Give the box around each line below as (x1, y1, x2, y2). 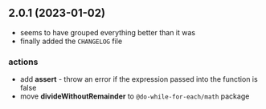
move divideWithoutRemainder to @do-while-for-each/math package (19, 91, 250, 101)
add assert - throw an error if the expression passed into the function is (19, 75, 259, 84)
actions (8, 56, 39, 67)
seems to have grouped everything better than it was (19, 27, 195, 37)
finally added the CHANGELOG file (19, 36, 123, 46)
